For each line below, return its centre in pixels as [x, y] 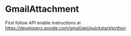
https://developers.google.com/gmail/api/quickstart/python [65, 28]
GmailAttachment [42, 9]
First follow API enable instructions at [43, 23]
